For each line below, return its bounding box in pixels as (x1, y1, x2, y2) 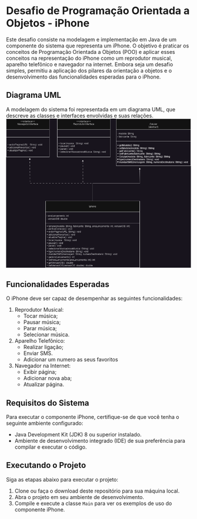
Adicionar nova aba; (23, 375, 72, 382)
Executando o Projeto (6, 460, 86, 470)
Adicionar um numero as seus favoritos (23, 356, 118, 363)
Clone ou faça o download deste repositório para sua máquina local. (14, 487, 180, 494)
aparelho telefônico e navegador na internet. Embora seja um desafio (6, 60, 174, 68)
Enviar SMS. (23, 350, 53, 357)
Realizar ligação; (23, 344, 63, 351)
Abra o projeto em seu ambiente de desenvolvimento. (14, 493, 145, 500)
